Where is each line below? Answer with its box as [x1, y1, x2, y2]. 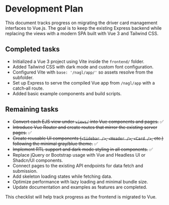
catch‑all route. [12, 85, 44, 91]
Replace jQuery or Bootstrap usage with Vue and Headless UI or [12, 152, 146, 158]
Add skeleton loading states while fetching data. [12, 173, 112, 179]
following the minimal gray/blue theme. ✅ [12, 141, 98, 147]
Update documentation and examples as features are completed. [12, 184, 147, 190]
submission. [12, 168, 38, 174]
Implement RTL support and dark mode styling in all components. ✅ [12, 146, 153, 152]
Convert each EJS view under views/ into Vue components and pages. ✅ [12, 118, 164, 124]
